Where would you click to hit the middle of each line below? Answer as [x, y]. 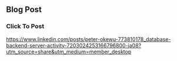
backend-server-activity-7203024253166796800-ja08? [74, 45]
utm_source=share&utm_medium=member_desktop [69, 52]
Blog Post [24, 10]
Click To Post [25, 26]
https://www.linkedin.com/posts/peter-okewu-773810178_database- [88, 39]
